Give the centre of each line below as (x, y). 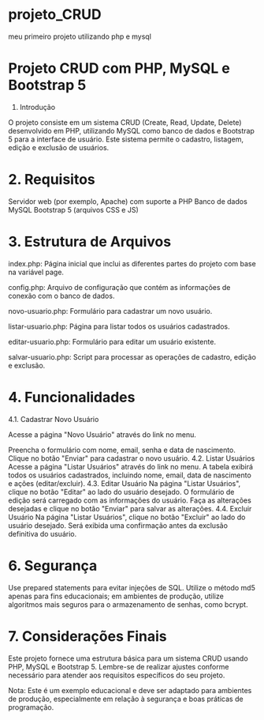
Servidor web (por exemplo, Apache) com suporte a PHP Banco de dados (128, 201)
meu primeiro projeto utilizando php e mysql (80, 36)
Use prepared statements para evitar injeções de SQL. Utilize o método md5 (132, 587)
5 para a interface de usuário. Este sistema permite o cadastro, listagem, (126, 139)
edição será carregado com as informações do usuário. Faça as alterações (130, 500)
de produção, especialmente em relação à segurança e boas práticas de (126, 699)
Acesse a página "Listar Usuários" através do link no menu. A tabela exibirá (131, 466)
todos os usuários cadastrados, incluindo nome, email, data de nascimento (130, 475)
